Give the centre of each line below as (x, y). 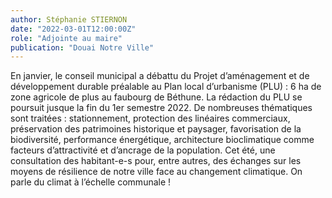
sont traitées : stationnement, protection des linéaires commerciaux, (150, 118)
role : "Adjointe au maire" (66, 38)
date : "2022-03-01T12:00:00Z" (73, 29)
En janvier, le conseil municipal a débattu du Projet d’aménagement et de (160, 76)
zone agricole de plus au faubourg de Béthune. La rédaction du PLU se (156, 97)
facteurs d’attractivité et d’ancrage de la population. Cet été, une (143, 150)
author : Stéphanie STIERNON (69, 19)
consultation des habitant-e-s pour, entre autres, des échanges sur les (156, 161)
